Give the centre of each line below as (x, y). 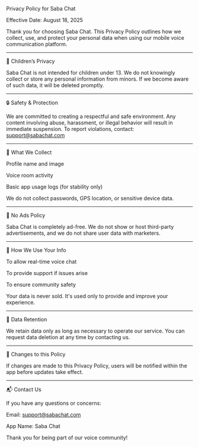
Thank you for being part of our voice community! (67, 438)
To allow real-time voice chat (41, 261)
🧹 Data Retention (27, 319)
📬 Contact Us (24, 389)
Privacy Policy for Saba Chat (41, 9)
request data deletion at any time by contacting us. (68, 337)
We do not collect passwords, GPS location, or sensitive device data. (90, 198)
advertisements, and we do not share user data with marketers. (84, 233)
